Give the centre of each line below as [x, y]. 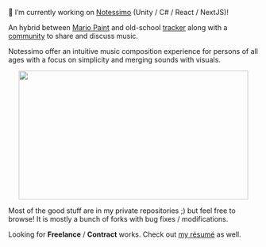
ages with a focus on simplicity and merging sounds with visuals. [114, 60]
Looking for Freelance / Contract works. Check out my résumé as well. [125, 234]
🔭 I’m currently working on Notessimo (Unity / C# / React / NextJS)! [118, 12]
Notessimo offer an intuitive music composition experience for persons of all [133, 51]
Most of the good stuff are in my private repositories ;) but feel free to [122, 211]
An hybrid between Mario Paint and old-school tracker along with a [118, 27]
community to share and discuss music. [73, 36]
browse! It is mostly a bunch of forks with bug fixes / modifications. [118, 219]
